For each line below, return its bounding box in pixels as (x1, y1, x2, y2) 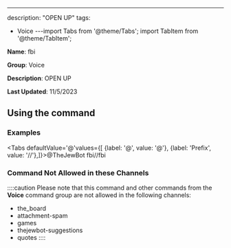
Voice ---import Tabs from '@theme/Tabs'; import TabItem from (16, 27, 199, 35)
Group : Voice (7, 61, 45, 69)
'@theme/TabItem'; (16, 34, 72, 42)
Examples (7, 128, 41, 137)
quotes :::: (16, 233, 46, 241)
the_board (16, 204, 47, 212)
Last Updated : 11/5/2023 (7, 87, 78, 95)
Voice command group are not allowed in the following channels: (7, 190, 191, 199)
